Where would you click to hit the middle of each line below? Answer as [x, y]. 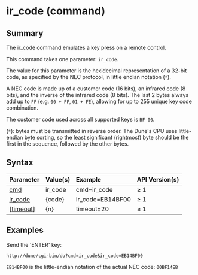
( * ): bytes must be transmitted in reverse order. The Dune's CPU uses [92, 131]
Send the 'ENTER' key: [34, 244]
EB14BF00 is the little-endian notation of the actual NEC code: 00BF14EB [92, 267]
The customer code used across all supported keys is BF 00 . [80, 119]
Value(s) [58, 179]
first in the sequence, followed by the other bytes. [68, 144]
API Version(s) [158, 179]
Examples [25, 230]
